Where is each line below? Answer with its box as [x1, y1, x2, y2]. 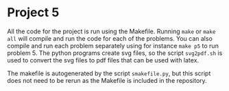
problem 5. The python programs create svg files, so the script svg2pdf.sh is [7, 49, 223, 57]
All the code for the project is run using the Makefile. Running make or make [7, 27, 216, 35]
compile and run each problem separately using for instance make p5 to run [7, 41, 219, 50]
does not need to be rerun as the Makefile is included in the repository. [7, 76, 207, 84]
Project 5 [7, 5, 60, 20]
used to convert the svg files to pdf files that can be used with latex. [7, 56, 200, 64]
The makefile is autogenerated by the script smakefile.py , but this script [7, 69, 211, 77]
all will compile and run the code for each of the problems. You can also [7, 34, 213, 42]
